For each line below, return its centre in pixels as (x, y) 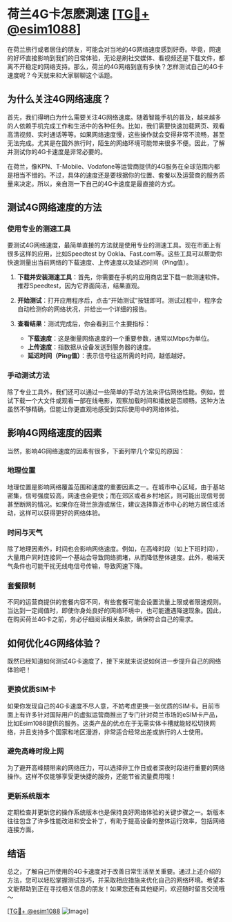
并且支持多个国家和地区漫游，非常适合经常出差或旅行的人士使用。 (113, 732)
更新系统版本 (29, 796)
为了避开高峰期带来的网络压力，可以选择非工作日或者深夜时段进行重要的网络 (116, 767)
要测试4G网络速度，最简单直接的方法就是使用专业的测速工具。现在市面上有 (114, 245)
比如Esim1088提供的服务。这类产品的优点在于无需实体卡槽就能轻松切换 (108, 723)
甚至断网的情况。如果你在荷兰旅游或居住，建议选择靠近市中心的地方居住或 (113, 504)
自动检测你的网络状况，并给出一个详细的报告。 (84, 309)
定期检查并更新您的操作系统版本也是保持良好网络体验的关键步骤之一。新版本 (116, 812)
